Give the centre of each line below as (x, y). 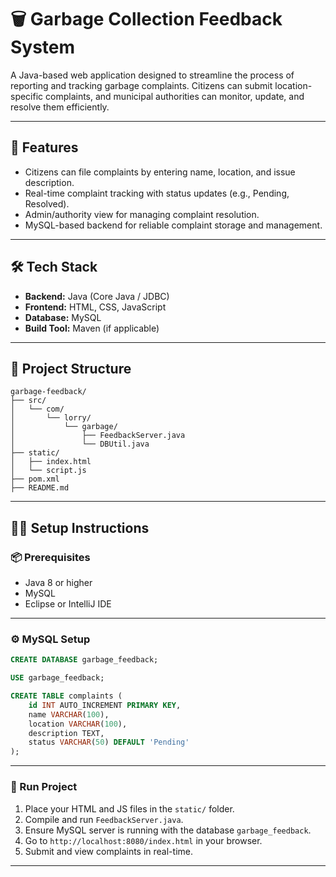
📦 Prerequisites (50, 557)
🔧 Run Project (44, 787)
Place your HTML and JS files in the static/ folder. (129, 808)
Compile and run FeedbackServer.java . (104, 819)
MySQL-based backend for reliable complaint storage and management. (173, 225)
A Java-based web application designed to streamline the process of (152, 75)
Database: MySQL (63, 317)
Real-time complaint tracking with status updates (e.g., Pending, (157, 193)
